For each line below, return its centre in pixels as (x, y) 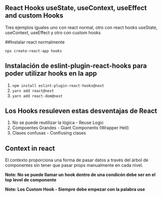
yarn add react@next (33, 91)
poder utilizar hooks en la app (51, 73)
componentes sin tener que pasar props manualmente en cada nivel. (74, 165)
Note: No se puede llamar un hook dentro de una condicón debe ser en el (80, 175)
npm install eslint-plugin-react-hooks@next (58, 86)
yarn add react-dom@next (37, 96)
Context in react (30, 148)
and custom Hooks (34, 16)
